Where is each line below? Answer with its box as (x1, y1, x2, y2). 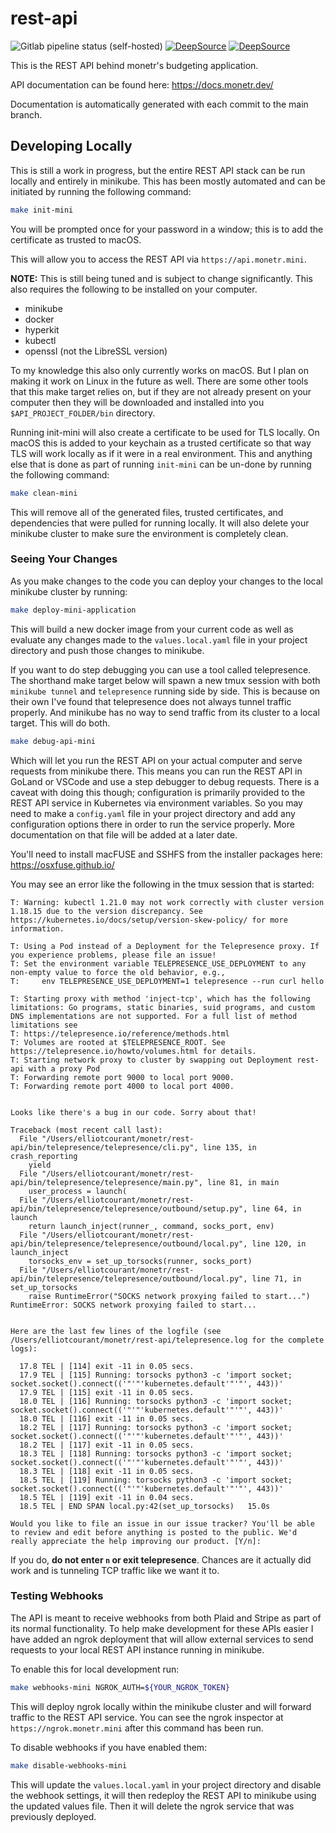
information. (10, 923, 65, 934)
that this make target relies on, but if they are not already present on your (10, 385, 312, 397)
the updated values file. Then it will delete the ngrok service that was (10, 1800, 295, 1812)
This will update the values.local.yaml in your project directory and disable (10, 1778, 322, 1791)
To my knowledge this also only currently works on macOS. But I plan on (10, 364, 309, 376)
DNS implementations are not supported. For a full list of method (10, 1011, 298, 1021)
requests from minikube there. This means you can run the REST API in (10, 765, 303, 777)
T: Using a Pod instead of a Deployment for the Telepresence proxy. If (10, 941, 320, 951)
